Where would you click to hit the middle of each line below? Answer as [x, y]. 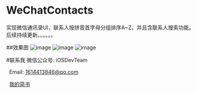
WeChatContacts [50, 10]
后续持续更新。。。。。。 [31, 35]
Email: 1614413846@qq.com [44, 72]
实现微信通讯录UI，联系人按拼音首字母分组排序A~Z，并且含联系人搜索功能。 [100, 27]
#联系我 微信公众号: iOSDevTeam [47, 60]
